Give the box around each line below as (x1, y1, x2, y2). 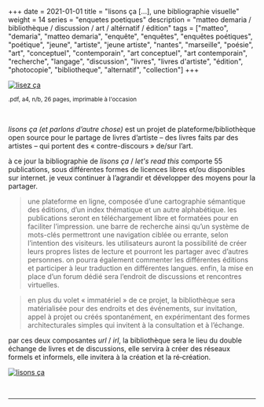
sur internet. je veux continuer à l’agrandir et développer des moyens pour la (8, 173, 256, 182)
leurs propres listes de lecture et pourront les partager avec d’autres (27, 247, 249, 256)
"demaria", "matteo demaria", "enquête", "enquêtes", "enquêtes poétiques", (8, 31, 253, 41)
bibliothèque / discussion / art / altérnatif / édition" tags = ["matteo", (8, 24, 229, 32)
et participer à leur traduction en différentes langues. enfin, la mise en (27, 263, 254, 273)
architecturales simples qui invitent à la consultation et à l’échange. (27, 321, 245, 329)
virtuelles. (27, 280, 60, 289)
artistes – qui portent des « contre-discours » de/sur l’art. (8, 141, 194, 150)
